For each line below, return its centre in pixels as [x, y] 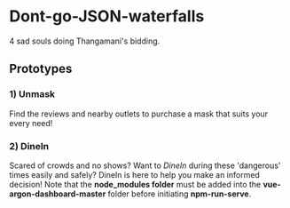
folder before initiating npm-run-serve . [180, 194]
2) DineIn [29, 146]
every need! [31, 123]
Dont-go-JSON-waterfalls [107, 16]
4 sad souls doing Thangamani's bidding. [85, 41]
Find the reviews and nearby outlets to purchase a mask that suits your [139, 114]
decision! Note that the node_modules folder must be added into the [135, 184]
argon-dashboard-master [58, 194]
